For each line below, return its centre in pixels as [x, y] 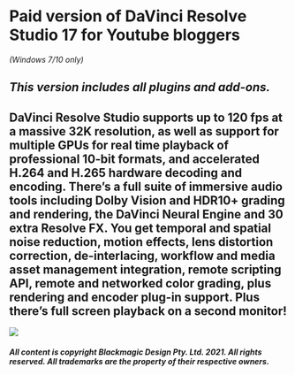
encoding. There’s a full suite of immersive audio [146, 186]
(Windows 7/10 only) [46, 59]
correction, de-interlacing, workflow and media [142, 255]
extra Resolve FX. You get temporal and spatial [140, 228]
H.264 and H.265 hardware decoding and [126, 173]
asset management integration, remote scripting [145, 269]
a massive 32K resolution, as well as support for [144, 131]
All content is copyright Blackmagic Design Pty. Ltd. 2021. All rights [136, 352]
